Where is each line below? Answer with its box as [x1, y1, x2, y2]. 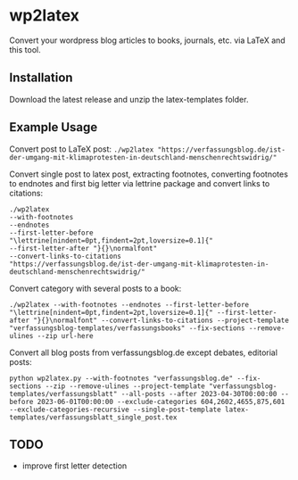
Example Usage [9, 120, 98, 135]
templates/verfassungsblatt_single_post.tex [9, 412, 178, 422]
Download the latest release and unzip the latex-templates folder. [9, 94, 249, 104]
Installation [9, 70, 73, 86]
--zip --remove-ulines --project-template [45, 381, 205, 391]
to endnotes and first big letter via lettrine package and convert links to [9, 178, 270, 188]
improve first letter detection [21, 460, 128, 471]
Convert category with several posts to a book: [9, 283, 182, 294]
